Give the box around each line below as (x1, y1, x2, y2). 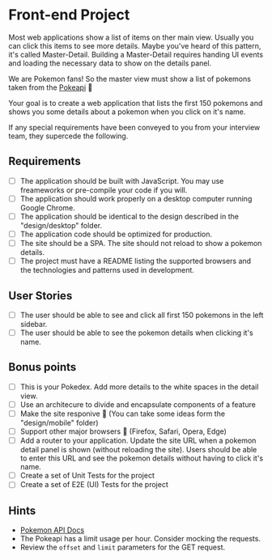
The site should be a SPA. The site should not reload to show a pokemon (19, 239, 262, 248)
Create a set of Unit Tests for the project (19, 471, 155, 481)
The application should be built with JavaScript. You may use (19, 176, 224, 185)
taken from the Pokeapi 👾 (8, 83, 93, 92)
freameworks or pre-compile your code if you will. (19, 185, 188, 195)
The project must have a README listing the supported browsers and (19, 257, 252, 266)
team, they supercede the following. (8, 131, 129, 141)
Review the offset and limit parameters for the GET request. (19, 542, 226, 552)
